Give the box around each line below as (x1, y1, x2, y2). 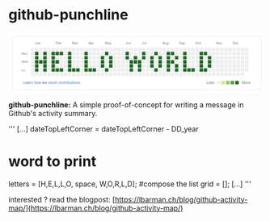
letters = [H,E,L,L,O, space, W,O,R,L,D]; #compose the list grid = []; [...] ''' (8, 179, 252, 189)
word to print (8, 152, 97, 170)
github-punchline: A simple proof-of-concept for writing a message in (8, 99, 244, 110)
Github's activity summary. (8, 108, 98, 118)
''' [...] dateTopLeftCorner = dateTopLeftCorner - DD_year (8, 123, 200, 134)
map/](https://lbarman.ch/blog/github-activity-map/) (8, 203, 184, 213)
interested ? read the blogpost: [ (8, 194, 116, 204)
